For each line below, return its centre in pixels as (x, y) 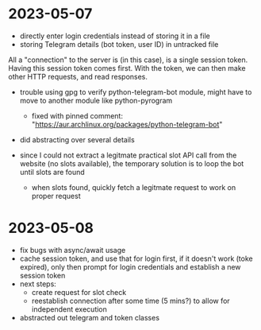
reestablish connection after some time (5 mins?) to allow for (130, 301)
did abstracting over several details (77, 139)
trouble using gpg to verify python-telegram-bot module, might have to (136, 91)
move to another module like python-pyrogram (96, 100)
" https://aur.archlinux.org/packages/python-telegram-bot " (127, 124)
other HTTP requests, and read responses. (78, 76)
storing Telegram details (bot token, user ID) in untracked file (119, 44)
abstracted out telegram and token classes (90, 317)
